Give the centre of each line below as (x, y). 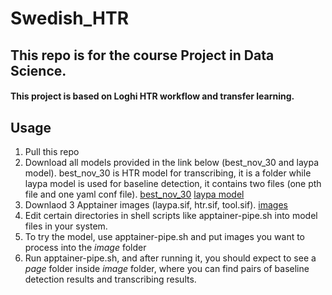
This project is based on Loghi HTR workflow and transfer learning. (152, 96)
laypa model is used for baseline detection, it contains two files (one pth (173, 183)
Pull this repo (52, 151)
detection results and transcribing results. (110, 279)
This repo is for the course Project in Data (142, 55)
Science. (38, 70)
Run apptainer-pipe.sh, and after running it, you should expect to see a (170, 258)
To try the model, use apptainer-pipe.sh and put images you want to (165, 236)
